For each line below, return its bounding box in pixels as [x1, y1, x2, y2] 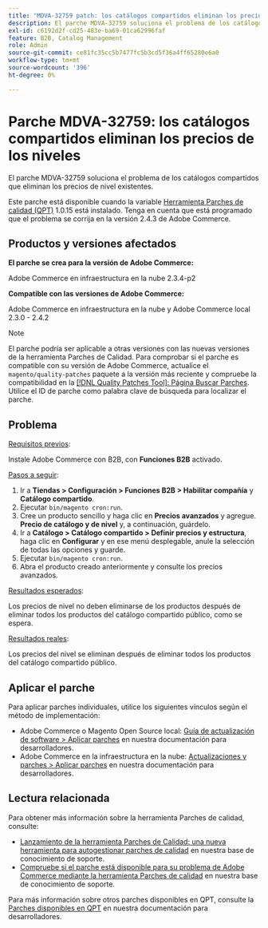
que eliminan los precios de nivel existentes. [8, 181, 154, 191]
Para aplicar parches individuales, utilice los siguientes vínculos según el [8, 702, 247, 712]
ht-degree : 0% [8, 71, 56, 79]
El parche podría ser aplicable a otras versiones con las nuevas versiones [8, 344, 250, 354]
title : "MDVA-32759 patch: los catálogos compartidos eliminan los [8, 11, 238, 20]
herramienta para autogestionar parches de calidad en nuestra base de [19, 845, 254, 855]
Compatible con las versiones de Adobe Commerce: [8, 289, 185, 299]
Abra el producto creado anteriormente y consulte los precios [19, 562, 223, 572]
